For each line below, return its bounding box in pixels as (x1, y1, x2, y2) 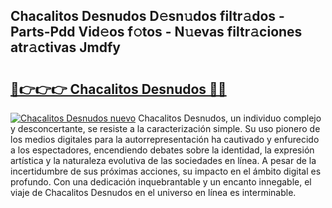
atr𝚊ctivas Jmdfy (10, 39, 121, 56)
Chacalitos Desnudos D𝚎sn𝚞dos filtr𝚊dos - (10, 8, 285, 25)
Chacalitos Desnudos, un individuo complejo (138, 112, 322, 124)
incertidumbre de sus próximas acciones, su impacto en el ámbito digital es (10, 165, 322, 177)
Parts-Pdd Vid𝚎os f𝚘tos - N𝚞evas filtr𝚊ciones (10, 24, 303, 41)
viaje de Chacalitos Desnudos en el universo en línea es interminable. (10, 187, 297, 198)
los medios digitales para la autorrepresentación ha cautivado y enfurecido (10, 134, 320, 145)
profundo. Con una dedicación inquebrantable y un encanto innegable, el (10, 176, 312, 188)
